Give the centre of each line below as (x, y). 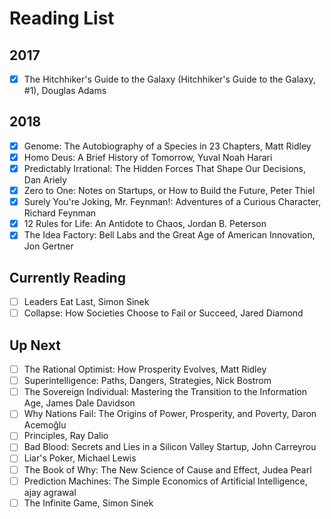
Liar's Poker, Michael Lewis (80, 458)
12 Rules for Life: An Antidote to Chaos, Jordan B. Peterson (145, 224)
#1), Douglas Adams (65, 91)
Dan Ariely (45, 180)
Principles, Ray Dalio (66, 436)
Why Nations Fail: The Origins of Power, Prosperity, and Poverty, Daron (170, 414)
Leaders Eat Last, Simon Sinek (86, 302)
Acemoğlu (45, 425)
